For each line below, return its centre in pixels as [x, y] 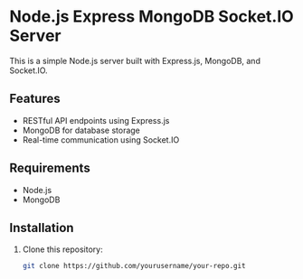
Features [35, 99]
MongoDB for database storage [81, 130]
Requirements [50, 168]
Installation [42, 228]
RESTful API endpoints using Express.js [96, 120]
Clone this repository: [62, 249]
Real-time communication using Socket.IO [101, 139]
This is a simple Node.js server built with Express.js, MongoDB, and [135, 60]
